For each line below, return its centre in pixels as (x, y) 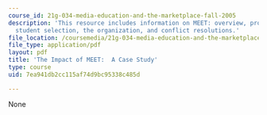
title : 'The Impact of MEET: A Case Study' (83, 60)
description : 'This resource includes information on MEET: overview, (128, 23)
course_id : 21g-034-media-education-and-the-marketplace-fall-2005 (122, 15)
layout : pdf (28, 52)
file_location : (33, 38)
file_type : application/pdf (55, 45)
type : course (30, 67)
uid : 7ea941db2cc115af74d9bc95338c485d (74, 75)
